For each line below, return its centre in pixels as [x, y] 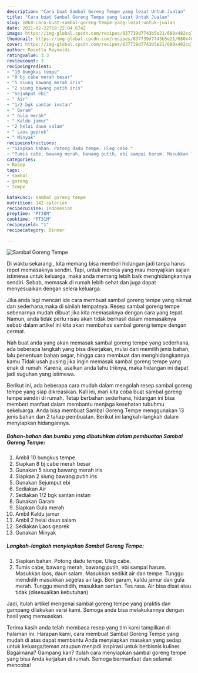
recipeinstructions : [32, 143]
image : [15, 34]
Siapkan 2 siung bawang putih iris [56, 476]
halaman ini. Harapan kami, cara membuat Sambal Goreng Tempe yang [93, 634]
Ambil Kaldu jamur [37, 513]
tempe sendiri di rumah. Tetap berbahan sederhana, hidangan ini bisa [91, 397]
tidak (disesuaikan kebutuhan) [52, 592]
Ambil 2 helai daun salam [46, 520]
